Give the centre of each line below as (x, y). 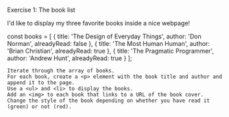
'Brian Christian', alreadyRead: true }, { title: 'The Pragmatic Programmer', (111, 51)
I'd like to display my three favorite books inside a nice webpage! (99, 23)
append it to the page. (41, 83)
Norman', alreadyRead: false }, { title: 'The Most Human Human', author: (109, 43)
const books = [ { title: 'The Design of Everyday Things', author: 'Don (104, 36)
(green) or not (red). (39, 107)
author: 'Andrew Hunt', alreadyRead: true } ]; (70, 58)
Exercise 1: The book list (41, 10)
